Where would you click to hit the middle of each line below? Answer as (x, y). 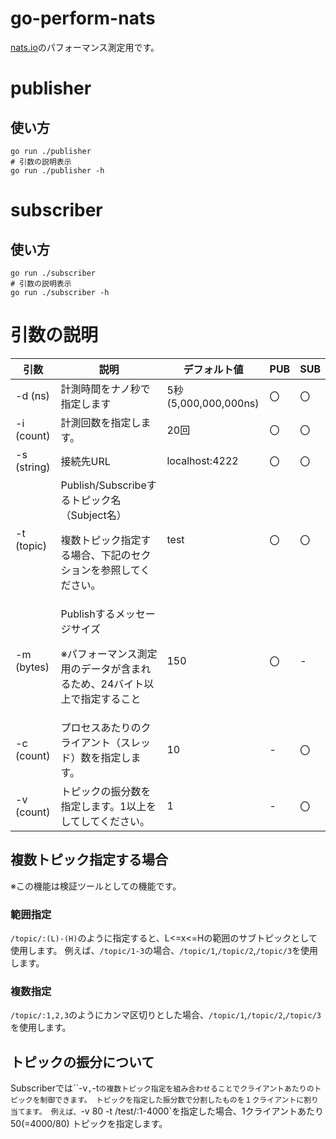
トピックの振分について (82, 1062)
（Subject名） (93, 515)
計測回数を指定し (101, 422)
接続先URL (85, 461)
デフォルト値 (213, 369)
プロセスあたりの (101, 727)
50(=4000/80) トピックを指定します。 (89, 1124)
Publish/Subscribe (103, 485)
